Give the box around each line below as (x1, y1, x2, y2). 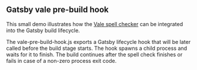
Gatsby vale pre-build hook (6, 5, 109, 15)
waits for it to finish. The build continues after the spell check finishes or (6, 50, 183, 58)
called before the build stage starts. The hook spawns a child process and (6, 44, 188, 52)
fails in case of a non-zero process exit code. (6, 57, 117, 64)
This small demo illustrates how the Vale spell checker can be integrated (6, 20, 183, 27)
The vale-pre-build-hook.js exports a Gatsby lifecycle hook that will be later (6, 38, 191, 45)
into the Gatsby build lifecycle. (6, 27, 80, 34)
